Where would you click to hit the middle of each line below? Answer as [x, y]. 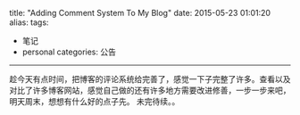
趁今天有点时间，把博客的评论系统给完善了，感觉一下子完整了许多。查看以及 [150, 79]
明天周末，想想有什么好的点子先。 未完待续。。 [95, 101]
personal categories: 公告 [69, 52]
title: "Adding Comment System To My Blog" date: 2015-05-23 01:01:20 [140, 13]
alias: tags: [29, 22]
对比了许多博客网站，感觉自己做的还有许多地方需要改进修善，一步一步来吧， [150, 90]
